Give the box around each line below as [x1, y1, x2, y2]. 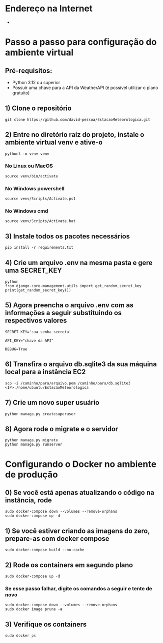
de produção [5, 469, 58, 480]
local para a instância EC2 [5, 368, 86, 376]
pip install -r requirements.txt [5, 245, 74, 250]
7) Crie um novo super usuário [5, 399, 100, 407]
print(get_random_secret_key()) [5, 288, 71, 293]
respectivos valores [5, 317, 67, 325]
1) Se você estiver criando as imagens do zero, [5, 526, 150, 535]
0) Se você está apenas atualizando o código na [5, 488, 155, 497]
